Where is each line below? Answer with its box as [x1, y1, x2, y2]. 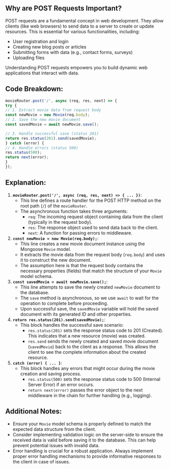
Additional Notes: [5, 407, 62, 416]
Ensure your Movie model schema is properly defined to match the [12, 421, 152, 427]
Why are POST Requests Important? [5, 4, 122, 13]
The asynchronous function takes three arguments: [20, 208, 128, 214]
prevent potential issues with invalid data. [12, 442, 100, 448]
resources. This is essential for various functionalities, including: [5, 28, 140, 35]
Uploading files [12, 55, 45, 61]
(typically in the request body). [27, 219, 93, 225]
